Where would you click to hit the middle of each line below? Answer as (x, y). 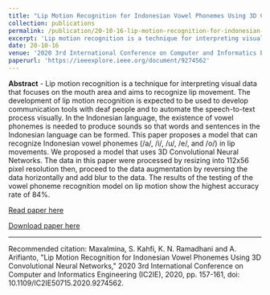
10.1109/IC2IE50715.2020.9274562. (66, 283)
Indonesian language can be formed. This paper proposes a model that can (133, 134)
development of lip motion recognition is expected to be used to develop (129, 100)
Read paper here (36, 210)
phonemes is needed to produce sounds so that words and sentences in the (134, 126)
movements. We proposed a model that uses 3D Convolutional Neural (124, 152)
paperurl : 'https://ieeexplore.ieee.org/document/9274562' (109, 61)
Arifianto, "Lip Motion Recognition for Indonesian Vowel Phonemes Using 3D (135, 257)
